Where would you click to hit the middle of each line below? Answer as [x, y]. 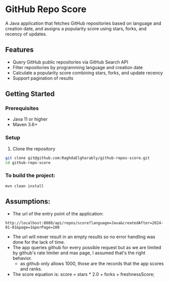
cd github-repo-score [28, 162]
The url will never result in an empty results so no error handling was [84, 237]
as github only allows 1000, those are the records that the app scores [92, 263]
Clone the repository [34, 149]
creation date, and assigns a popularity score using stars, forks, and [76, 28]
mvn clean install [24, 186]
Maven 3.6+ [25, 125]
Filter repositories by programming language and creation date [77, 67]
